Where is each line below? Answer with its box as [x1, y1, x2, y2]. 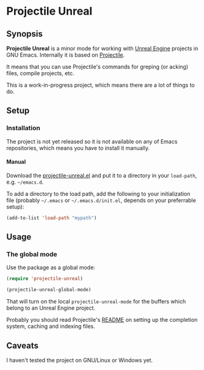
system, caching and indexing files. [6, 322, 96, 330]
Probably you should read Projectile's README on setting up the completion [6, 316, 198, 324]
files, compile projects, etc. [6, 70, 75, 77]
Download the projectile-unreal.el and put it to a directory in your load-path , [6, 172, 197, 179]
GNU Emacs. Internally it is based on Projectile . [6, 51, 125, 59]
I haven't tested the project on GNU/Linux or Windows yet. [6, 357, 153, 364]
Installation [6, 124, 41, 132]
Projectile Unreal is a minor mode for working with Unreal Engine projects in [6, 45, 199, 52]
